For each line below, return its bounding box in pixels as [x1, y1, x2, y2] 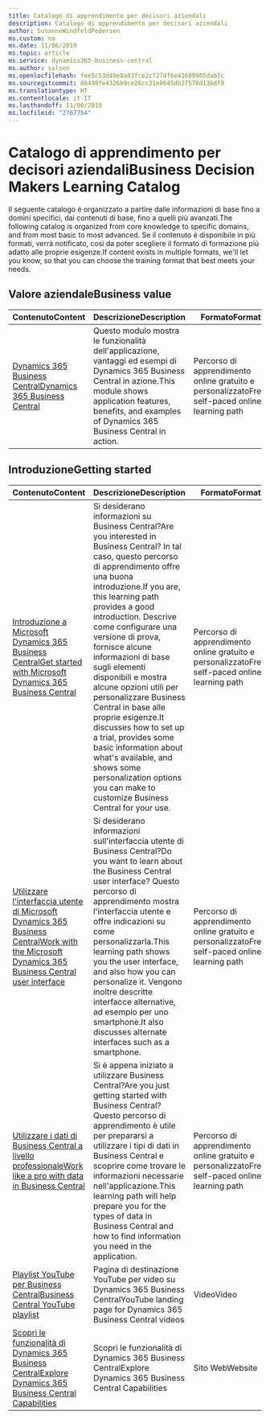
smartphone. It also [92, 1016, 164, 1027]
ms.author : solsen [8, 64, 70, 72]
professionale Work [12, 1160, 84, 1171]
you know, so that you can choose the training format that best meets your [8, 255, 256, 265]
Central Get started [12, 656, 83, 668]
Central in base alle [92, 701, 166, 713]
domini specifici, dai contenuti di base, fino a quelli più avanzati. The [8, 212, 233, 222]
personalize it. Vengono [92, 976, 182, 987]
